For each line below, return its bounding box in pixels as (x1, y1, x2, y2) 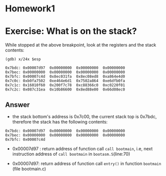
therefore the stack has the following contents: (12, 119, 108, 125)
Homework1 (5, 3, 55, 14)
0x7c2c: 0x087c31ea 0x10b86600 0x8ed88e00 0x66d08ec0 (5, 87, 125, 92)
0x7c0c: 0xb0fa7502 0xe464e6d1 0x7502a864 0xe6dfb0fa (5, 79, 125, 84)
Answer (5, 100, 30, 109)
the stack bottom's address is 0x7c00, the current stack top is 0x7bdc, (12, 113, 157, 119)
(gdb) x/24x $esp (5, 57, 41, 62)
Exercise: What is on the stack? (5, 26, 137, 37)
